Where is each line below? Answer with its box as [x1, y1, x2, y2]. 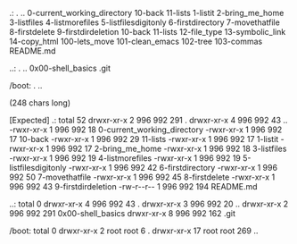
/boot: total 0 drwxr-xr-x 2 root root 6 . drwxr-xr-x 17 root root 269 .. [9, 225, 259, 236]
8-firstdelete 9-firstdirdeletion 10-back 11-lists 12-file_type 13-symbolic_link [9, 27, 286, 37]
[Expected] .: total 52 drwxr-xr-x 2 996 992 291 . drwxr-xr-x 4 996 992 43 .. [9, 115, 288, 125]
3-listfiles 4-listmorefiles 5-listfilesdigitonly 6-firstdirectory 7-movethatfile [9, 17, 281, 28]
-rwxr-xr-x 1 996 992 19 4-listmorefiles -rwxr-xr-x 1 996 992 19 [9, 153, 241, 164]
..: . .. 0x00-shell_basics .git [9, 63, 111, 73]
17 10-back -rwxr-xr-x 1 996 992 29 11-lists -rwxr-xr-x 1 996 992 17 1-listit [9, 134, 279, 144]
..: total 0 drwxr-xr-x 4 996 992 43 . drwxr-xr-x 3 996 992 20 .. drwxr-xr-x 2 [9, 198, 289, 209]
